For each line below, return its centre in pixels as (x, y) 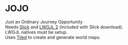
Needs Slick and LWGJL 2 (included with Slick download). (64, 27)
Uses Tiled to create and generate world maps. (53, 37)
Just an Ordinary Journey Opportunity (44, 22)
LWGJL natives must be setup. (36, 32)
